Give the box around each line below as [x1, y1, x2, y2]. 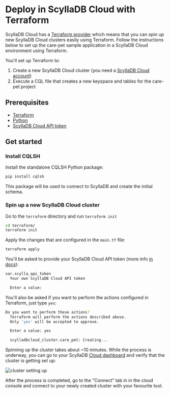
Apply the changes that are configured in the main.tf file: [5, 237, 126, 243]
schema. [5, 189, 23, 195]
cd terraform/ [5, 223, 36, 228]
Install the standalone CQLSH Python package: [5, 164, 103, 170]
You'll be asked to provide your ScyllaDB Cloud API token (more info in [5, 256, 153, 262]
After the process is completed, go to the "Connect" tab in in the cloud [5, 377, 154, 383]
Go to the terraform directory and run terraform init [5, 213, 117, 219]
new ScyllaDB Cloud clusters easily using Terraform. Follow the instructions [5, 37, 164, 43]
